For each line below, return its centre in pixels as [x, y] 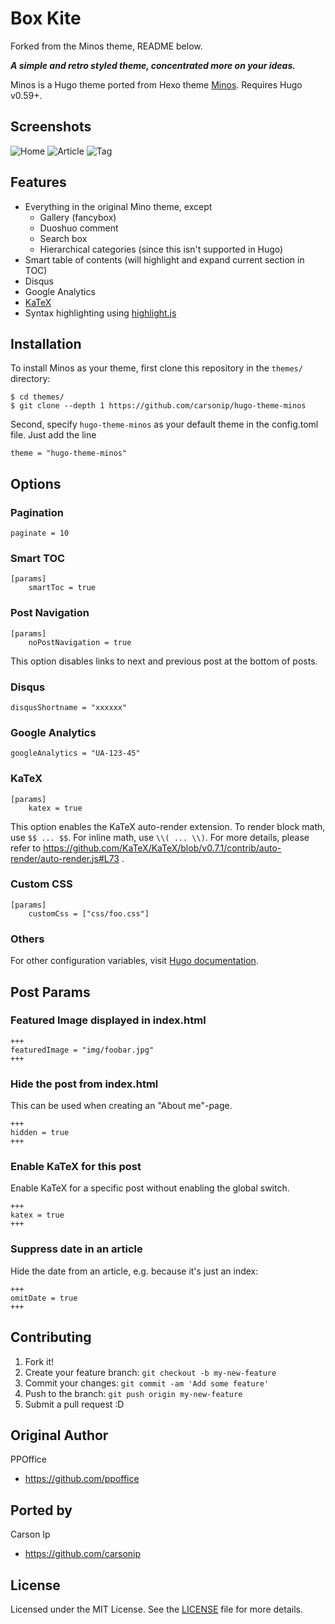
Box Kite [46, 18]
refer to [26, 848]
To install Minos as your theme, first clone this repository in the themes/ [156, 368]
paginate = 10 [40, 533]
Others [27, 939]
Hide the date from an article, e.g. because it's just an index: [134, 1271]
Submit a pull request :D [74, 1404]
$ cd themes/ [37, 397]
